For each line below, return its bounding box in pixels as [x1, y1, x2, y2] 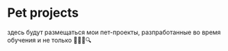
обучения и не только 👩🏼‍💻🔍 [7, 36, 92, 44]
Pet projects [7, 5, 79, 21]
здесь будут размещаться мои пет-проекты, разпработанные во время [7, 28, 221, 36]
